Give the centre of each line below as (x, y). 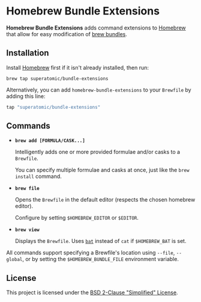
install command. (38, 176)
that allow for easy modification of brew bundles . (67, 34)
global (14, 260)
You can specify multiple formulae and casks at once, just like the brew (102, 170)
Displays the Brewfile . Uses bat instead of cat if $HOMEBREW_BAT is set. (100, 241)
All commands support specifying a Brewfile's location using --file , (91, 253)
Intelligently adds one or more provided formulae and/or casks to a (97, 152)
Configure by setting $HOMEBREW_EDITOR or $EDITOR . (77, 218)
